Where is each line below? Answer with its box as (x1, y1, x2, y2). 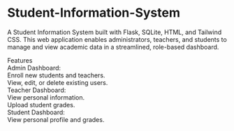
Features (7, 56, 33, 64)
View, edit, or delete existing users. (7, 78, 108, 86)
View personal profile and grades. (7, 115, 105, 123)
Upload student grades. (7, 100, 75, 109)
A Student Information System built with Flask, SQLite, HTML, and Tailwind (7, 28, 222, 36)
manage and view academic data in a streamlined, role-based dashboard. (7, 43, 219, 51)
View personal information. (7, 93, 85, 102)
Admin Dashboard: (7, 63, 61, 72)
